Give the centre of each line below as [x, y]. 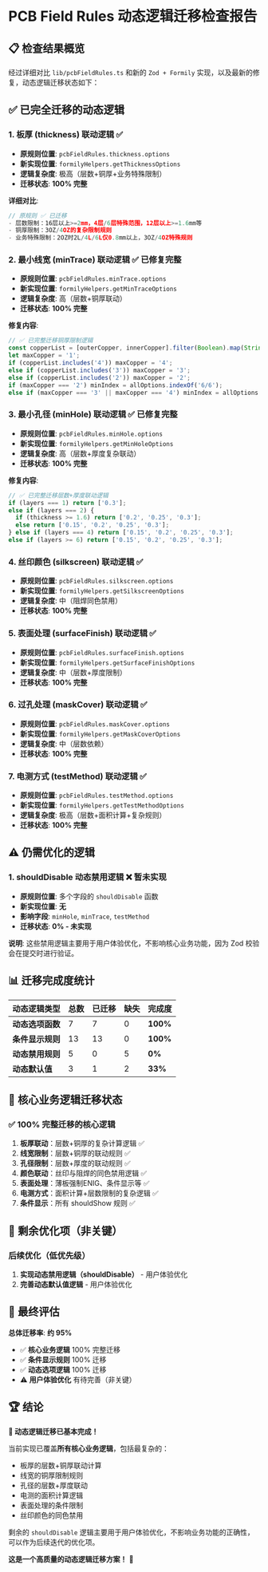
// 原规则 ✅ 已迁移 [38, 215]
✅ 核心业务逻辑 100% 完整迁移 [70, 1349]
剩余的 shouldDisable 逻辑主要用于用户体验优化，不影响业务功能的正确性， [131, 1532]
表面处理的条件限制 [51, 1505]
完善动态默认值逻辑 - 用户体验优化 [76, 1284]
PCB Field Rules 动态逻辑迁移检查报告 [133, 16]
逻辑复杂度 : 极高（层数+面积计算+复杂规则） [93, 816]
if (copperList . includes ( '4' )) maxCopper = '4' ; [91, 363]
